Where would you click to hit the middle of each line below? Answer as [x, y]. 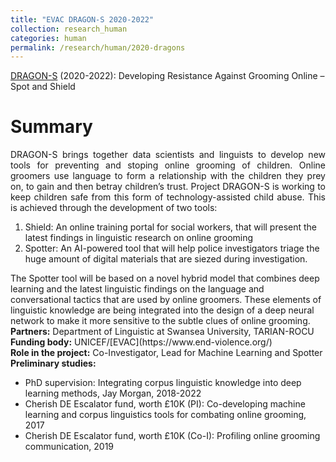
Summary [51, 127]
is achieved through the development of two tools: [114, 208]
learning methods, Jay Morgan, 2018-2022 [113, 393]
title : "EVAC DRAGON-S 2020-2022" [82, 19]
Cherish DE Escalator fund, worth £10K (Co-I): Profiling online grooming [172, 436]
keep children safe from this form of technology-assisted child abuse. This [168, 197]
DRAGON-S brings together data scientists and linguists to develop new [168, 155]
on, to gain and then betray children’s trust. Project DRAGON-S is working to [168, 187]
